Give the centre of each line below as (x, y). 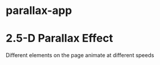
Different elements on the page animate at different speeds (80, 55)
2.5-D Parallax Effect (60, 39)
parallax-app (39, 11)
